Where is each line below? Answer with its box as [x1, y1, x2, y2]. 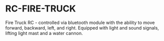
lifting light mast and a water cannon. [5, 30, 83, 36]
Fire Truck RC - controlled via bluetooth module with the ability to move [5, 19, 155, 25]
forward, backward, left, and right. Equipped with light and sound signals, [5, 24, 159, 30]
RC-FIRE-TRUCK [5, 3, 76, 14]
